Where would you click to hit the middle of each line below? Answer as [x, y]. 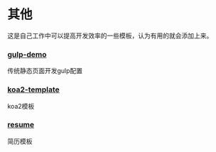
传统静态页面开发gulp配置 [45, 71]
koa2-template [34, 89]
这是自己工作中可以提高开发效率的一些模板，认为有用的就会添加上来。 [110, 36]
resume [21, 125]
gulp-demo [27, 54]
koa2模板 [21, 106]
